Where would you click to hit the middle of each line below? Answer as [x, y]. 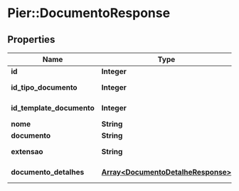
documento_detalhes [48, 172]
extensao [27, 151]
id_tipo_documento [44, 87]
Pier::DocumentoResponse [89, 13]
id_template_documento [53, 108]
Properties [31, 40]
